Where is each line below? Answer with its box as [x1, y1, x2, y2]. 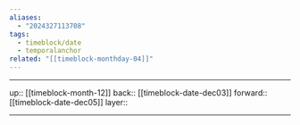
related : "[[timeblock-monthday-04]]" [9, 54, 154, 63]
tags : [9, 29, 29, 38]
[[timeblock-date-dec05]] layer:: [9, 97, 129, 107]
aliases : [9, 12, 42, 22]
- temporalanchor [17, 46, 82, 55]
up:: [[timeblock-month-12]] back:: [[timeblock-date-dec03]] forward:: [9, 87, 268, 98]
